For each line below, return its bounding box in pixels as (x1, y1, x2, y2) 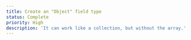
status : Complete (6, 14, 49, 20)
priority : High (6, 19, 44, 25)
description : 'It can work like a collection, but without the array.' (6, 25, 186, 31)
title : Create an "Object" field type (6, 8, 102, 15)
